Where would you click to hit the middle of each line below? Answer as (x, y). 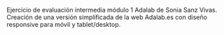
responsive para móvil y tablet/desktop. (64, 24)
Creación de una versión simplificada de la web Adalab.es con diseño (107, 17)
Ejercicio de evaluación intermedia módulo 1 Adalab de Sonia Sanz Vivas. (112, 10)
